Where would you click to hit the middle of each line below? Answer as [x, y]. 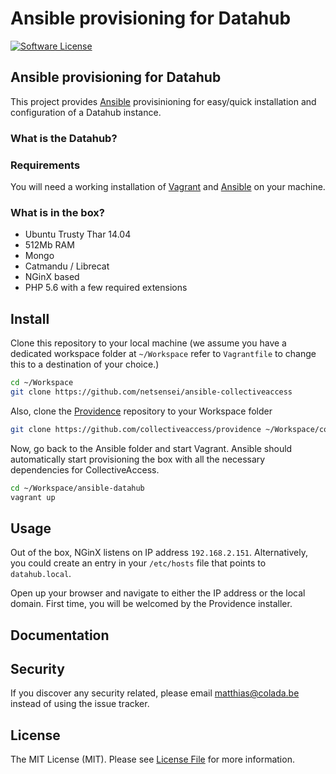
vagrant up [33, 497]
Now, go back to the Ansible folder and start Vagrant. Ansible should [151, 448]
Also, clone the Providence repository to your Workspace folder [141, 411]
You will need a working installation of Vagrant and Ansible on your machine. [168, 186]
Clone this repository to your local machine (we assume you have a [148, 343]
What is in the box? [57, 212]
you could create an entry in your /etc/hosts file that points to [138, 563]
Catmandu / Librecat [67, 266]
